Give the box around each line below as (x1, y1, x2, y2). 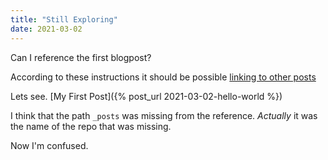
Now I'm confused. (10, 139, 89, 151)
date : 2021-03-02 (10, 24, 83, 34)
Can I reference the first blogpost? (10, 51, 152, 63)
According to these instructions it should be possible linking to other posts (10, 71, 317, 83)
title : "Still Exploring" (10, 14, 118, 25)
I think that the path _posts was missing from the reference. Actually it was (10, 109, 318, 121)
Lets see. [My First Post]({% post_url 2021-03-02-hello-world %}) (10, 90, 283, 102)
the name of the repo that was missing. (10, 120, 172, 132)
